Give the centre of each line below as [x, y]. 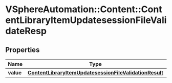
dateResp [26, 31]
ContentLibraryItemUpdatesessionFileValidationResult [95, 73]
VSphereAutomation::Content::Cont [84, 9]
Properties [23, 50]
